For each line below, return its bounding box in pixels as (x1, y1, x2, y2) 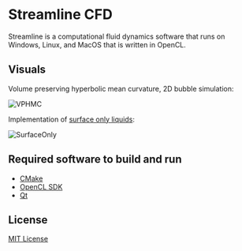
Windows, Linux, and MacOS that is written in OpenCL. (8, 39, 187, 49)
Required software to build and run (8, 152, 183, 167)
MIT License (8, 234, 49, 244)
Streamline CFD (8, 6, 113, 24)
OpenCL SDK (19, 182, 63, 191)
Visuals (8, 63, 46, 77)
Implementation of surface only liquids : (8, 114, 136, 124)
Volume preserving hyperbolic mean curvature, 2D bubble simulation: (8, 84, 234, 93)
